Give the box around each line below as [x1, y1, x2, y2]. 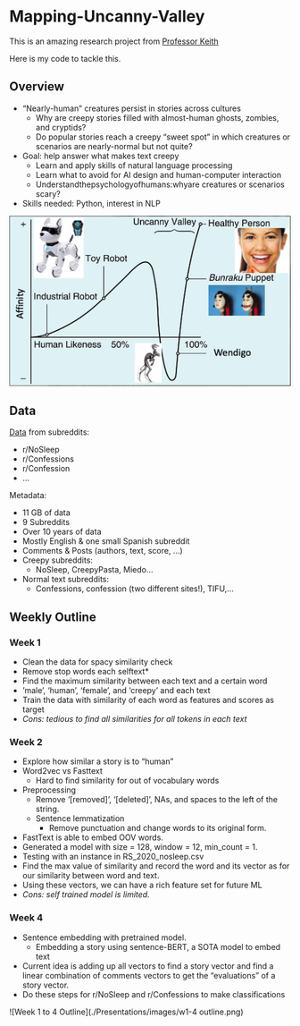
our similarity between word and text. [21, 870, 160, 881]
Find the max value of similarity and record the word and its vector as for [21, 861, 290, 871]
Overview [9, 79, 65, 95]
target [21, 704, 45, 715]
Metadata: [9, 490, 47, 501]
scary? [35, 188, 61, 199]
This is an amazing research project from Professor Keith [9, 36, 219, 47]
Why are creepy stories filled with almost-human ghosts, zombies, [35, 112, 279, 123]
